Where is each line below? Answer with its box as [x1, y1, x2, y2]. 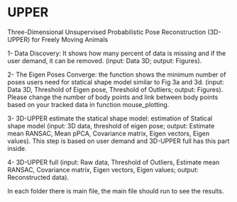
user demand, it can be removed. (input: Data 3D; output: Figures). [7, 56, 202, 64]
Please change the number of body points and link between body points [7, 93, 219, 101]
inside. [7, 144, 27, 152]
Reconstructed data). [7, 173, 70, 181]
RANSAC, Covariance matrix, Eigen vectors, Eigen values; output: [7, 165, 199, 174]
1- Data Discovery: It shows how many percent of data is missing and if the [7, 49, 226, 57]
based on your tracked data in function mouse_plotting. [7, 100, 170, 108]
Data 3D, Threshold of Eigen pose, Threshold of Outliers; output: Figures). [7, 85, 224, 94]
